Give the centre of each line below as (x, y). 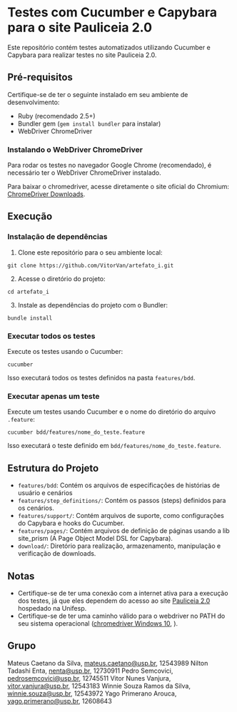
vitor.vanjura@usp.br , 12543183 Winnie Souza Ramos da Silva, (99, 686)
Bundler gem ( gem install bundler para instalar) (89, 123)
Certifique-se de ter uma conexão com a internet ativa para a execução (123, 593)
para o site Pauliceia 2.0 (80, 27)
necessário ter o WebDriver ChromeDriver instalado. (85, 173)
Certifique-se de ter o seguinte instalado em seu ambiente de (98, 94)
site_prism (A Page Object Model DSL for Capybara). (95, 539)
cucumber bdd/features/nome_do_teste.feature (76, 432)
